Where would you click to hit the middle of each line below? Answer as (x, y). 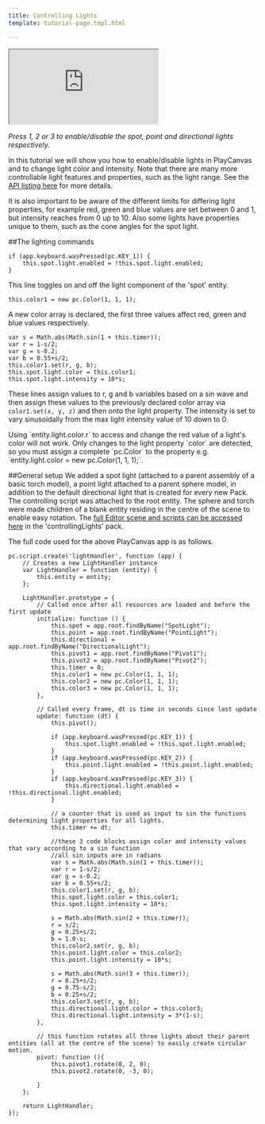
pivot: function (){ (71, 1057)
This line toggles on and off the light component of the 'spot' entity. (118, 285)
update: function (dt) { (78, 716)
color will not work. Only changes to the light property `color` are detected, (131, 443)
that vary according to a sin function (74, 848)
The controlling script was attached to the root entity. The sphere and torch (131, 500)
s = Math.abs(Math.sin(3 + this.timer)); (120, 974)
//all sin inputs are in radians (106, 855)
